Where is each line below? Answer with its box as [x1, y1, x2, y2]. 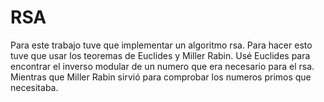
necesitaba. [10, 81, 59, 93]
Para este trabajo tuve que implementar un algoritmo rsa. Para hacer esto [10, 39, 313, 51]
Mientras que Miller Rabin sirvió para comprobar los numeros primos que [10, 71, 312, 83]
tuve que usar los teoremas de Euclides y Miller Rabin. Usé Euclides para [10, 49, 311, 61]
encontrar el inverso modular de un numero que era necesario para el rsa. [10, 60, 315, 72]
